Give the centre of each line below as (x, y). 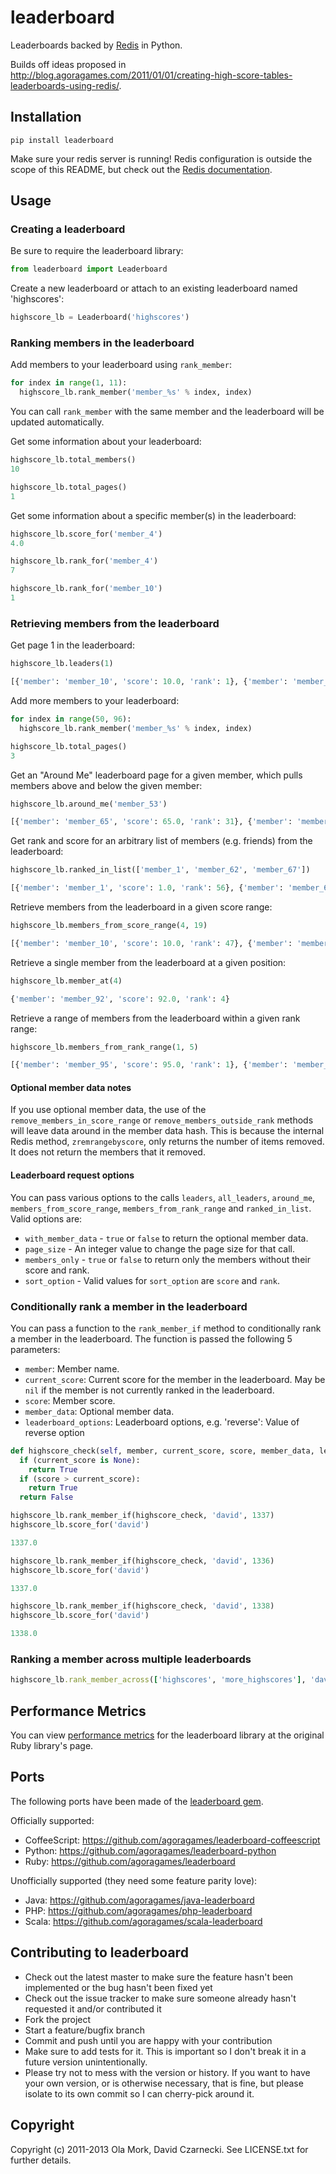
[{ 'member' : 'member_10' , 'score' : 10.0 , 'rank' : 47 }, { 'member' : (151, 943)
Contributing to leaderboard (99, 1952)
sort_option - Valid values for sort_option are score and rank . (152, 1280)
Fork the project (58, 2019)
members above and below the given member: (106, 785)
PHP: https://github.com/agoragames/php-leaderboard (138, 1910)
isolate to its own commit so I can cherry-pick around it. (139, 2093)
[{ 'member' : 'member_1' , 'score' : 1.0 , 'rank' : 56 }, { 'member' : (147, 888)
